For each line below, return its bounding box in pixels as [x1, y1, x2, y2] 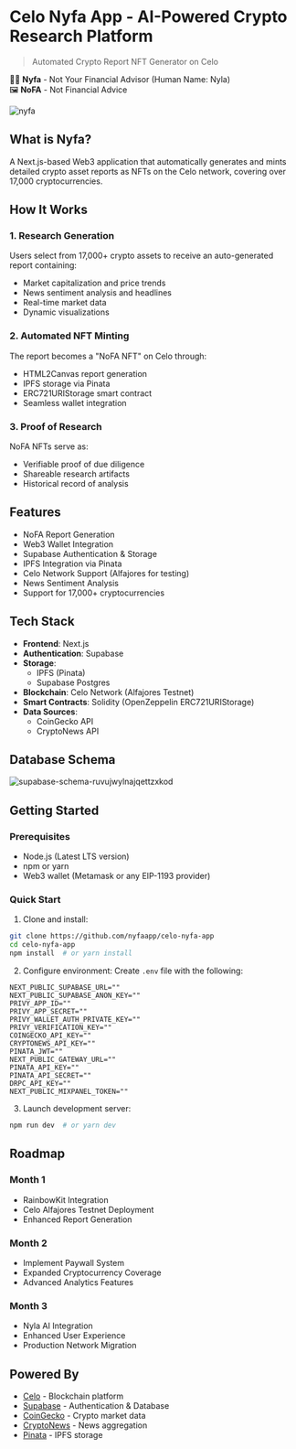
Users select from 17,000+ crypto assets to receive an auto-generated [9, 250, 274, 262]
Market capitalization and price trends [22, 277, 166, 289]
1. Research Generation [9, 230, 115, 242]
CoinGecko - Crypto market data [22, 1411, 146, 1422]
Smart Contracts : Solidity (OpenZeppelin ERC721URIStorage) [22, 696, 255, 707]
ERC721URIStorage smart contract [22, 387, 153, 399]
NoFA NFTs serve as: [9, 441, 89, 452]
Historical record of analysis [22, 478, 130, 489]
